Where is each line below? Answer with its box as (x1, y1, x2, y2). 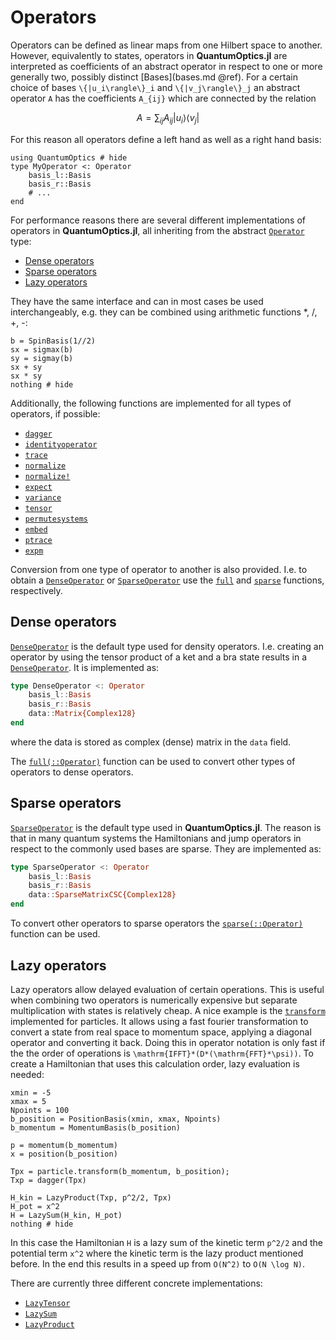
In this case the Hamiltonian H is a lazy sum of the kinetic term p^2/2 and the (10, 1236, 323, 1248)
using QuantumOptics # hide (10, 152, 128, 163)
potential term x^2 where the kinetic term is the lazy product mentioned (10, 1247, 304, 1259)
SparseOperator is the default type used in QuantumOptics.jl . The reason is (10, 821, 322, 833)
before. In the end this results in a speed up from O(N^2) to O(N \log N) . (10, 1257, 306, 1270)
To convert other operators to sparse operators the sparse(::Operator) (10, 917, 303, 930)
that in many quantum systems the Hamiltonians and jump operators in (10, 832, 302, 844)
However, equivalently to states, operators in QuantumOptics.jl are (10, 49, 288, 61)
